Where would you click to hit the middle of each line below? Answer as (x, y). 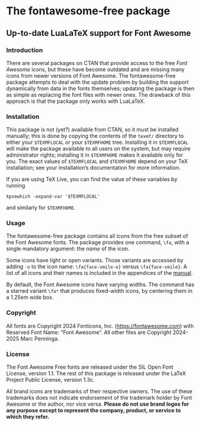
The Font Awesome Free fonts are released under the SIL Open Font (90, 367)
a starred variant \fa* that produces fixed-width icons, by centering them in (99, 291)
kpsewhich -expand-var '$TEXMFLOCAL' (53, 197)
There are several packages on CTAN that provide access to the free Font (97, 63)
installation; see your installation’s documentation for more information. (93, 168)
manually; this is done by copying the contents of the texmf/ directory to (95, 136)
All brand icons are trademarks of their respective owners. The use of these (99, 391)
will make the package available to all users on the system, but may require (99, 149)
